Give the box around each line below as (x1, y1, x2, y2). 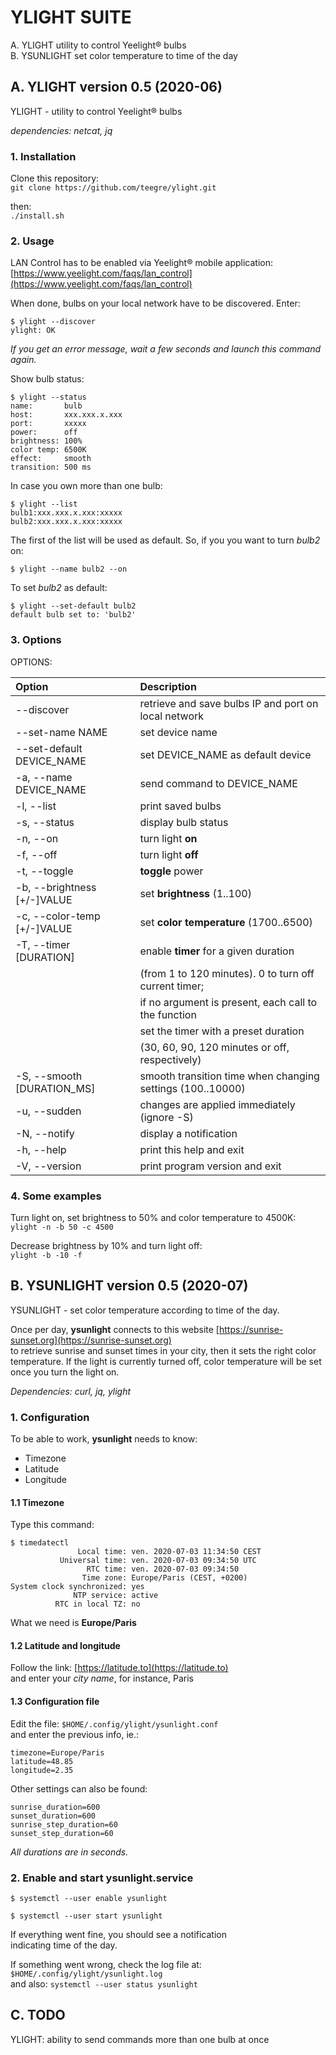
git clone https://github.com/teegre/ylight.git (10, 183, 217, 193)
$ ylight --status (10, 392, 87, 403)
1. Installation (10, 149, 77, 163)
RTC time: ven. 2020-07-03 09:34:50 (86, 1564, 240, 1575)
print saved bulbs (139, 799, 222, 813)
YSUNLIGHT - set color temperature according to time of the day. (10, 1304, 280, 1316)
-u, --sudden (15, 1104, 82, 1118)
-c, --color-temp (15, 909, 101, 923)
